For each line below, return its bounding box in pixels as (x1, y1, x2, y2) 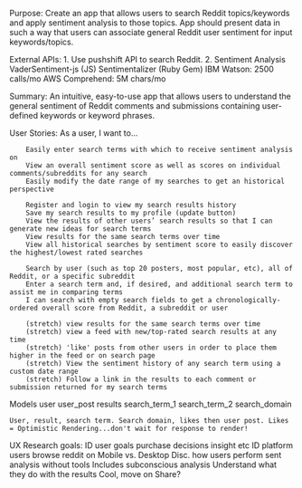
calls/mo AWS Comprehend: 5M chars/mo (9, 73, 166, 84)
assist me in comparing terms (9, 288, 124, 297)
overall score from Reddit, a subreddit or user (42, 303, 229, 312)
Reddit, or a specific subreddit (9, 272, 136, 281)
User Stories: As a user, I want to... (9, 128, 138, 139)
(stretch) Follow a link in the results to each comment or (25, 375, 257, 384)
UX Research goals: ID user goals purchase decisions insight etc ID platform (9, 440, 294, 451)
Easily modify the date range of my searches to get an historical (25, 177, 285, 186)
